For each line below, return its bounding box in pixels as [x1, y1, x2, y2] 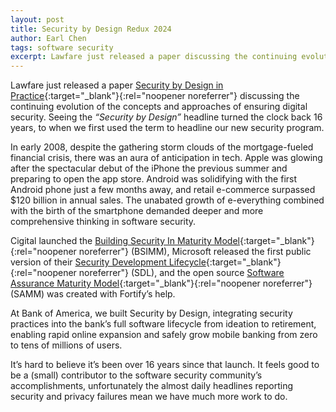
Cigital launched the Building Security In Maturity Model [10, 235, 240, 247]
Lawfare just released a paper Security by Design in [10, 79, 224, 91]
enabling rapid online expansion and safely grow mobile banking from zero [10, 329, 318, 341]
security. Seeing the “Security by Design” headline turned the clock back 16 [10, 111, 323, 123]
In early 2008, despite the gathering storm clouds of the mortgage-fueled [10, 141, 314, 153]
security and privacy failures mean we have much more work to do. [10, 391, 288, 403]
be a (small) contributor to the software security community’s [10, 369, 263, 381]
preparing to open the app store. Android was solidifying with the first [10, 173, 298, 185]
